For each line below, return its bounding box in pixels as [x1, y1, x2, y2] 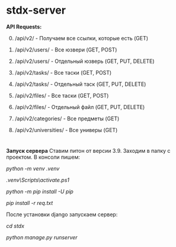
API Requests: [6, 23, 42, 30]
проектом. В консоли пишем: [6, 153, 81, 161]
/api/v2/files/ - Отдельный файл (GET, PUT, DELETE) [14, 103, 145, 110]
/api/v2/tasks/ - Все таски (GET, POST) [14, 69, 112, 76]
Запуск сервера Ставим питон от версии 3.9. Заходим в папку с [6, 147, 171, 155]
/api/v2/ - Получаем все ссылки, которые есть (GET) [14, 34, 149, 41]
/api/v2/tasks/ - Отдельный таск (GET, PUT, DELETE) [14, 81, 146, 88]
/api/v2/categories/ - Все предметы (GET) [14, 115, 120, 122]
